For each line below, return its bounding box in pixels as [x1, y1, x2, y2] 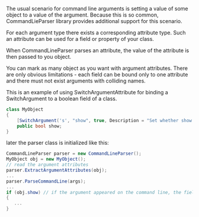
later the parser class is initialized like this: [6, 139, 110, 146]
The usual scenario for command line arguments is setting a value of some [6, 5, 188, 12]
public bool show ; [17, 123, 62, 129]
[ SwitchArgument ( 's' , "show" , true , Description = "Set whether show [17, 117, 192, 123]
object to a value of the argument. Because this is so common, [6, 11, 159, 18]
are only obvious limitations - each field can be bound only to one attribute [6, 71, 188, 78]
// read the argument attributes [6, 162, 89, 168]
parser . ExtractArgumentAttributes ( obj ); [6, 167, 108, 173]
